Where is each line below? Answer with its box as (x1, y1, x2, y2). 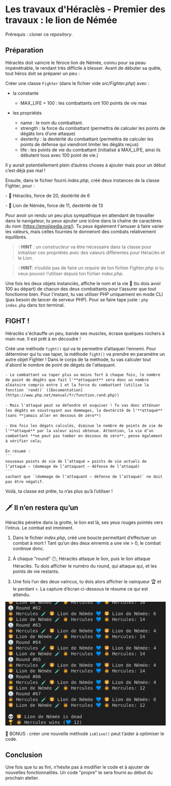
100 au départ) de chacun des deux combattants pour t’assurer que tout (5, 286, 156, 292)
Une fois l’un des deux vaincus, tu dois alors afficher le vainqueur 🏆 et (12, 579, 161, 585)
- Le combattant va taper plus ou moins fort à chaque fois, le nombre (5, 372, 160, 377)
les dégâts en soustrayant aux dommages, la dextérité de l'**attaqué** (5, 408, 163, 413)
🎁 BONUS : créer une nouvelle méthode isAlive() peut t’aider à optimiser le (5, 731, 164, 737)
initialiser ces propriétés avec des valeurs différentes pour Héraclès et (17, 249, 165, 256)
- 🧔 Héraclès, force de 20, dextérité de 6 (5, 192, 90, 199)
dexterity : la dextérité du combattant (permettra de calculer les (20, 136, 154, 142)
